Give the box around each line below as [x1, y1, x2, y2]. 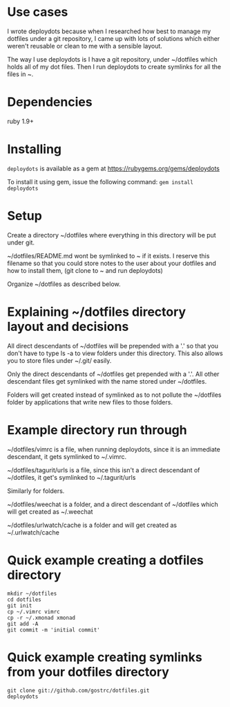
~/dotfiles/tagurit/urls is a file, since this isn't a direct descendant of [7, 465, 200, 474]
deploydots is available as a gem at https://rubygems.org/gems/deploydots [7, 164, 220, 172]
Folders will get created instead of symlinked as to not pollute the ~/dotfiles [7, 391, 222, 399]
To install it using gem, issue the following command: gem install [7, 177, 193, 186]
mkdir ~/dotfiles [7, 590, 57, 597]
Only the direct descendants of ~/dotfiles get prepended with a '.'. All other [7, 370, 220, 378]
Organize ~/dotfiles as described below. [7, 280, 121, 288]
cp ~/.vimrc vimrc [7, 608, 60, 615]
